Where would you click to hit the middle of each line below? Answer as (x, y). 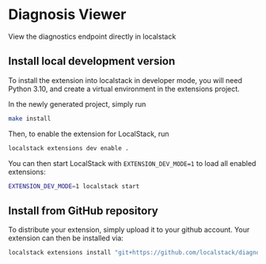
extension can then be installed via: (66, 238)
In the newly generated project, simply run (77, 104)
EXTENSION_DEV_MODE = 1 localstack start (74, 186)
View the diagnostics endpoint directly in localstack (92, 36)
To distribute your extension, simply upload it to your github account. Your (129, 230)
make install (30, 119)
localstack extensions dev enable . (68, 148)
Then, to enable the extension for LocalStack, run (89, 134)
